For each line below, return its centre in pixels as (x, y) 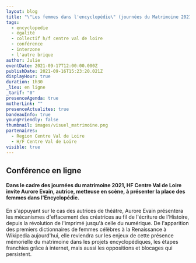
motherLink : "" (24, 104)
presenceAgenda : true (32, 98)
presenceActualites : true (37, 109)
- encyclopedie (30, 28)
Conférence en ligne (44, 171)
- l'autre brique (32, 55)
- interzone (26, 50)
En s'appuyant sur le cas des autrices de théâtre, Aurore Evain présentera (95, 211)
